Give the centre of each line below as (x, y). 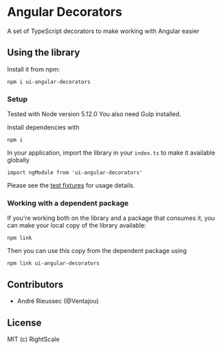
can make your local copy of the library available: (77, 226)
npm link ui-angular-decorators (53, 263)
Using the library (44, 53)
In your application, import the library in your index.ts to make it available (111, 153)
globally (18, 160)
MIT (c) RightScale (33, 339)
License (24, 323)
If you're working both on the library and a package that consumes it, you (111, 218)
